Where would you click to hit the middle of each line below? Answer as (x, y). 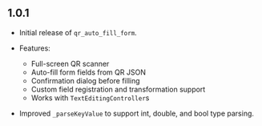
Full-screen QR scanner (70, 63)
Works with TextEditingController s (90, 98)
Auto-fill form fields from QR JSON (88, 72)
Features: (35, 48)
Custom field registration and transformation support (118, 89)
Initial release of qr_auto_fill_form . (78, 32)
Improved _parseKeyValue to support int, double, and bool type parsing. (136, 113)
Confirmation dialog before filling (86, 80)
